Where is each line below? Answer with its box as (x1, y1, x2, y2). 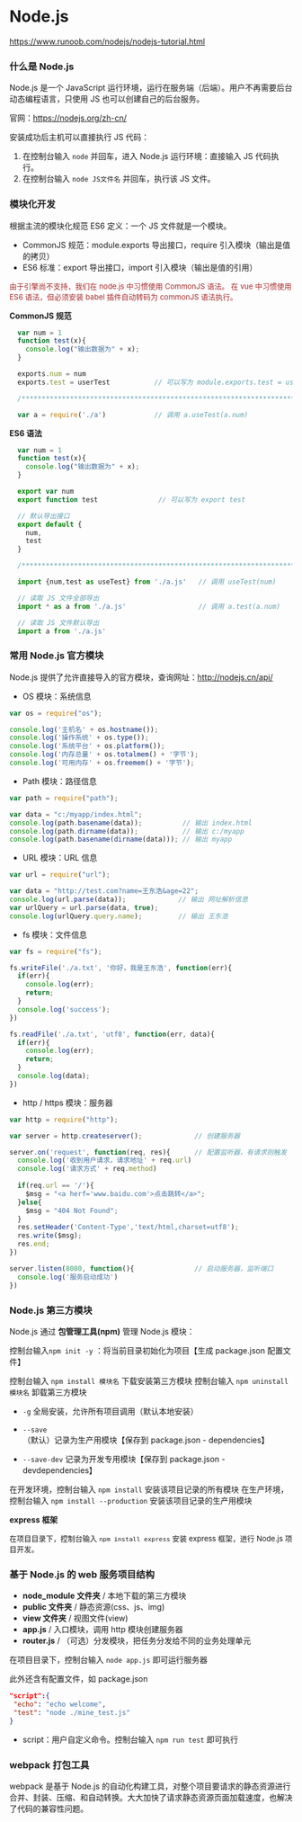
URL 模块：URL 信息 (22, 853, 98, 863)
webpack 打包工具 (9, 1758, 90, 1771)
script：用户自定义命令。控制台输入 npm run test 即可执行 (22, 1734, 238, 1745)
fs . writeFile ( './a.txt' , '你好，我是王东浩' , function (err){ (9, 963, 232, 972)
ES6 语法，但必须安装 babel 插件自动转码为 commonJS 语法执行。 (9, 291, 238, 302)
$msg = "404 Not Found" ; (25, 1206, 119, 1215)
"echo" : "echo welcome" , (13, 1700, 106, 1710)
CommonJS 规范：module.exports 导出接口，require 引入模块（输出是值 (22, 239, 290, 250)
